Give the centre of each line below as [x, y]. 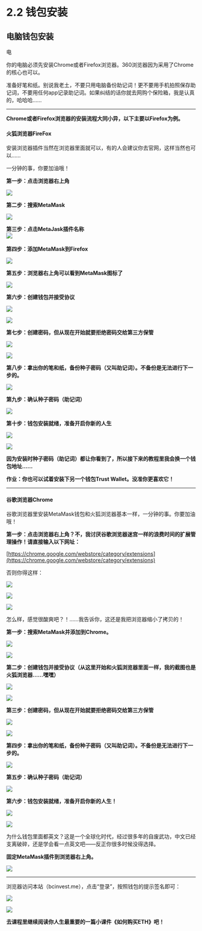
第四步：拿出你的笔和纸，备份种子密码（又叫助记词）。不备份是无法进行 [94, 746]
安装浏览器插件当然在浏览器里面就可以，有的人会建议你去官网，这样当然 [96, 148]
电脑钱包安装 [30, 36]
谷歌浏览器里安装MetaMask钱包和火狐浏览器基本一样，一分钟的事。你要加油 [101, 514]
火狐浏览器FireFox [29, 134]
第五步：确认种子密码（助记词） [46, 777]
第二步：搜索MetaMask [35, 205]
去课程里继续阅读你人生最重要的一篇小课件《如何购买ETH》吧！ [85, 922]
